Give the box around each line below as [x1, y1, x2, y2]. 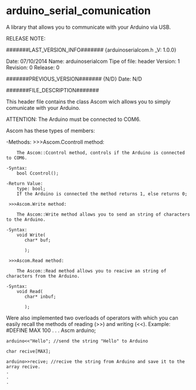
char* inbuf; [24, 294, 57, 300]
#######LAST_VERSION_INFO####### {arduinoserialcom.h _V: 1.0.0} [6, 46, 177, 53]
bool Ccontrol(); [16, 170, 59, 176]
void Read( [16, 288, 43, 294]
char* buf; [24, 237, 51, 243]
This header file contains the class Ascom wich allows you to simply [6, 98, 171, 105]
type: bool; [16, 186, 46, 191]
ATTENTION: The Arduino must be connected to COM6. [6, 116, 141, 123]
